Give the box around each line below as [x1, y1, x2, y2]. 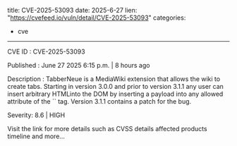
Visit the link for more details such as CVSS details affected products [7, 125, 207, 133]
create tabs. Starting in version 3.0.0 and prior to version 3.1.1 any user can [7, 83, 224, 90]
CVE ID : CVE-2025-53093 [7, 47, 86, 56]
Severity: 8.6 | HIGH [7, 111, 66, 119]
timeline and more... [7, 132, 66, 140]
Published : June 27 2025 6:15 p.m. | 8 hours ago [7, 61, 150, 69]
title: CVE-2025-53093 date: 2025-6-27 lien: [7, 6, 138, 14]
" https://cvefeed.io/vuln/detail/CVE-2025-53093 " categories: [7, 13, 186, 22]
